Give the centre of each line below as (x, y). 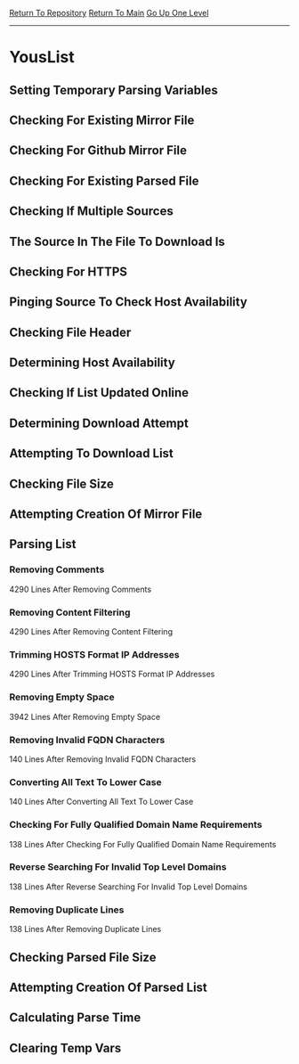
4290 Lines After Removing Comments (81, 589)
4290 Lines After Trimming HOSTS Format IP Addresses (112, 674)
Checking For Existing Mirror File (102, 120)
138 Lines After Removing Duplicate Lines (85, 929)
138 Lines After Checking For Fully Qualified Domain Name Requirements (143, 844)
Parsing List (43, 544)
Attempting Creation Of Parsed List (108, 987)
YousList (42, 57)
